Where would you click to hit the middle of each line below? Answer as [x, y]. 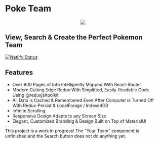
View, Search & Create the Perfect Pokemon [74, 37]
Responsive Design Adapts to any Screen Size [59, 116]
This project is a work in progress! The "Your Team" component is [72, 131]
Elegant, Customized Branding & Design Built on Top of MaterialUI [79, 121]
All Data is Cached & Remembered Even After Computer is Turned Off [83, 100]
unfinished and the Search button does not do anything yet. [66, 136]
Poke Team [28, 9]
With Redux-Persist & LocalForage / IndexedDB [60, 105]
